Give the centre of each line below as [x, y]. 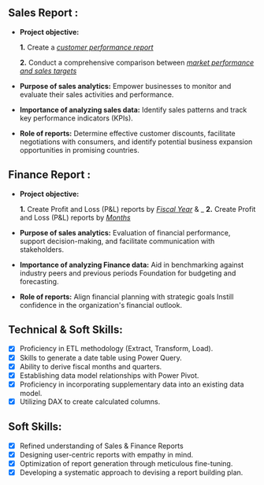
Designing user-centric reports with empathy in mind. [106, 454]
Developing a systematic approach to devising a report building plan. [131, 472]
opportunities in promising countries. [79, 150]
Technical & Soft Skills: [66, 330]
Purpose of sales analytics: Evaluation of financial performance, [125, 232]
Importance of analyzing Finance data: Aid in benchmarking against [132, 265]
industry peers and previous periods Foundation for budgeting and [128, 273]
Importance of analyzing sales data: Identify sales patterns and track [133, 109]
